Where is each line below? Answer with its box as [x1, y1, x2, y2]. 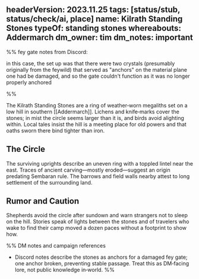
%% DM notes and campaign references [6, 242, 106, 249]
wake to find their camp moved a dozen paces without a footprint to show [6, 224, 187, 232]
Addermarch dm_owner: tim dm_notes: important [6, 33, 193, 43]
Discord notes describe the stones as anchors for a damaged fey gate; [14, 253, 188, 261]
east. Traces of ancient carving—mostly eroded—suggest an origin [6, 166, 170, 173]
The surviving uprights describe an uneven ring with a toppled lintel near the [6, 160, 193, 167]
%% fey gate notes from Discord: [6, 48, 88, 55]
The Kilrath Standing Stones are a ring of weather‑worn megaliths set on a [6, 102, 188, 109]
